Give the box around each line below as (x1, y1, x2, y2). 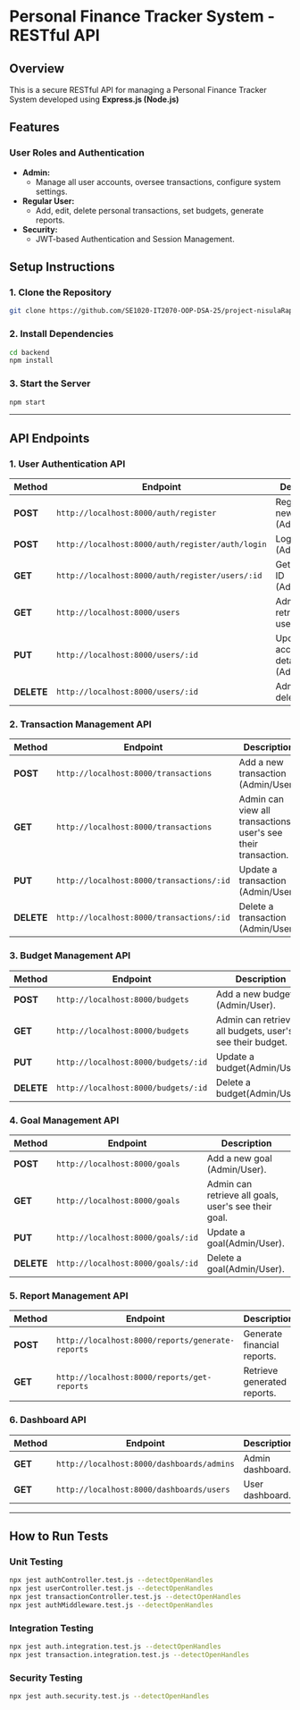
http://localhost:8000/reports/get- (56, 1372, 212, 1383)
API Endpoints (9, 431, 90, 446)
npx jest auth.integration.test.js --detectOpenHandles (9, 1642, 221, 1651)
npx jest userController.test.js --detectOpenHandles (9, 1584, 214, 1593)
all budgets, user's (215, 1024, 294, 1037)
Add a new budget (215, 988, 294, 1000)
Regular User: (21, 195, 75, 206)
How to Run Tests (9, 1529, 109, 1544)
